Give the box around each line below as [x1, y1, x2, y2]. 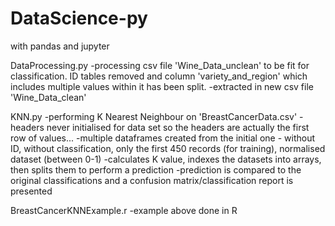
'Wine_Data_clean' [10, 91, 87, 103]
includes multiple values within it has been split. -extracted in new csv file [10, 80, 314, 92]
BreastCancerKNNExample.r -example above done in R [10, 204, 238, 216]
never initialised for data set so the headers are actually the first [46, 121, 310, 133]
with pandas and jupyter [10, 40, 110, 52]
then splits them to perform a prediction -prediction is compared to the [10, 163, 302, 176]
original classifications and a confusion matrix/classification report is [10, 174, 294, 186]
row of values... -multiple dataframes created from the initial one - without [10, 132, 316, 144]
